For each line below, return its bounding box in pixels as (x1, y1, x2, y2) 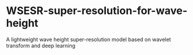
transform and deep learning (6, 42, 75, 49)
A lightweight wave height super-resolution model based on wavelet (6, 36, 171, 43)
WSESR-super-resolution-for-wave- (6, 4, 188, 18)
